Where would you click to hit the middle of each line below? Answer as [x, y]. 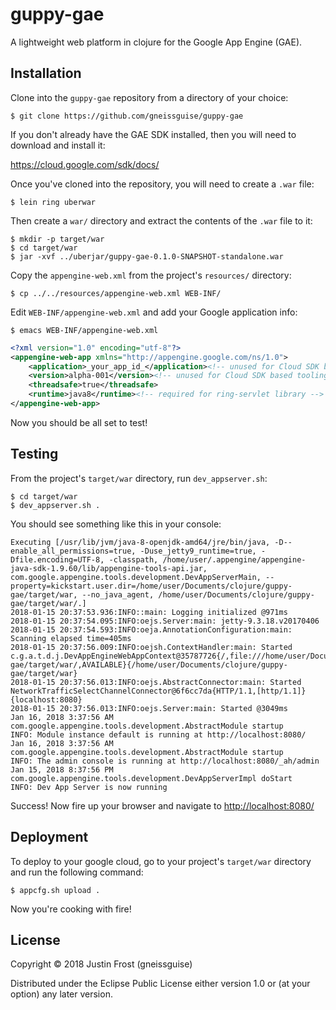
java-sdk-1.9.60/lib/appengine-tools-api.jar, [109, 568]
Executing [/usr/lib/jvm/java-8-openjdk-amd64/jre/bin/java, [140, 542]
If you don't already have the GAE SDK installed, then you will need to [153, 134]
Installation [46, 73]
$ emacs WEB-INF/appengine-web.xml [84, 330]
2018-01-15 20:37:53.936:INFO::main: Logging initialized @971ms [149, 612]
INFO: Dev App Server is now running [89, 787]
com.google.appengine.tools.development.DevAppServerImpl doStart [151, 778]
